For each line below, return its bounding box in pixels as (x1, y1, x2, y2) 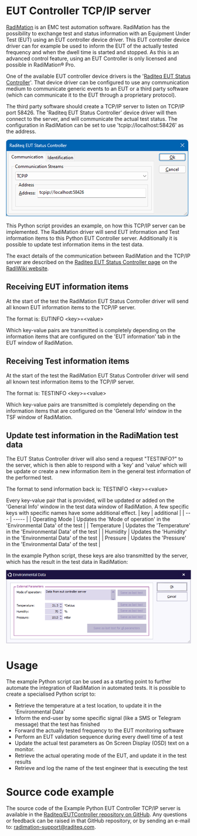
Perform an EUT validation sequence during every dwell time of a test (14, 733, 183, 741)
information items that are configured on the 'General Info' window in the (6, 407, 182, 414)
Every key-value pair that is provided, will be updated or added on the (6, 497, 175, 504)
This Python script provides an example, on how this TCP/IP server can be (6, 222, 186, 229)
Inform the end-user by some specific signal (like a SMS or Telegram (14, 715, 181, 722)
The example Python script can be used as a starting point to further (6, 678, 172, 685)
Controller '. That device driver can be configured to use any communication (6, 78, 189, 86)
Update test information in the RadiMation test (6, 430, 179, 440)
